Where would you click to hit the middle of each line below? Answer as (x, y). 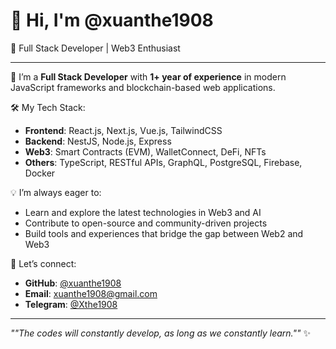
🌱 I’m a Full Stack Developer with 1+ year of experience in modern (148, 76)
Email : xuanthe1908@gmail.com (91, 293)
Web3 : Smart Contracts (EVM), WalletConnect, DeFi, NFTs (145, 151)
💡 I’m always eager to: (56, 192)
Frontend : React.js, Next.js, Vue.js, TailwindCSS (123, 130)
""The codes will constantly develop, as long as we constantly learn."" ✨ (160, 333)
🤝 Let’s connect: (43, 263)
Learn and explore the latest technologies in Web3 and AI (143, 212)
